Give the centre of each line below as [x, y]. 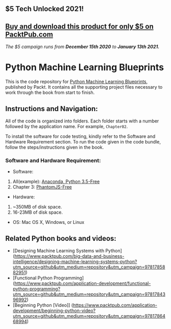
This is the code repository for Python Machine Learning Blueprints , [77, 81]
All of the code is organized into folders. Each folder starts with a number [82, 121]
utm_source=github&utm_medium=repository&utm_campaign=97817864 [89, 316]
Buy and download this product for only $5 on [80, 26]
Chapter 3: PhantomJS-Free [42, 187]
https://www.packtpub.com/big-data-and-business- [69, 256]
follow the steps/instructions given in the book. [55, 147]
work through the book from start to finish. [50, 93]
